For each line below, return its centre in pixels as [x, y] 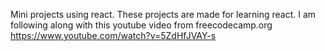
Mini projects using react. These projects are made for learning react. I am [163, 14]
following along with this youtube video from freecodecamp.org [141, 25]
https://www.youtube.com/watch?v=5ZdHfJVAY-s [113, 35]
